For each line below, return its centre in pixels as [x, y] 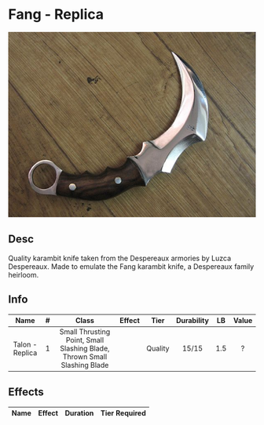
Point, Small [85, 340]
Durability [192, 321]
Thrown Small [85, 357]
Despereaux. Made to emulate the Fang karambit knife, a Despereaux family [131, 266]
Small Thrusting [85, 332]
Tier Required [124, 413]
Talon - [25, 344]
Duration [79, 413]
